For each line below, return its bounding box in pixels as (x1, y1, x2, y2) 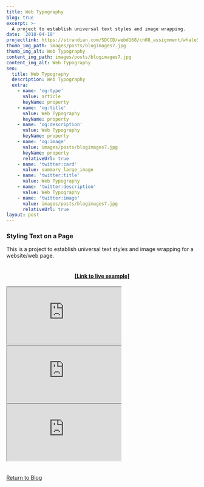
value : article (22, 93, 61, 99)
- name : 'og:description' (17, 122, 83, 128)
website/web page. (6, 252, 55, 260)
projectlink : (6, 37, 39, 43)
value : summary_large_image (22, 167, 94, 173)
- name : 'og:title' (17, 104, 67, 111)
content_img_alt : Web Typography (6, 59, 91, 65)
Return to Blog (6, 474, 42, 481)
